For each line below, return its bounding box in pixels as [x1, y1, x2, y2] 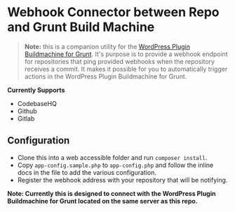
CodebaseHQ [17, 99, 58, 107]
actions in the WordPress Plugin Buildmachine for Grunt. [24, 72, 187, 81]
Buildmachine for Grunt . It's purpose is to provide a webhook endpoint [24, 50, 228, 58]
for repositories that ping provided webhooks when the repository [24, 57, 215, 65]
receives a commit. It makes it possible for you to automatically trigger [24, 65, 228, 73]
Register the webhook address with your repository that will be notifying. [17, 175, 228, 184]
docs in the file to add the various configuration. [17, 168, 156, 176]
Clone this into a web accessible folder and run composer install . [17, 153, 208, 161]
